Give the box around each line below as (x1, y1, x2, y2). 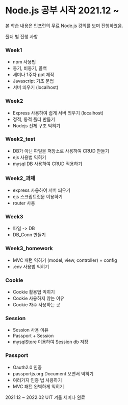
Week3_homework (5, 245, 53, 252)
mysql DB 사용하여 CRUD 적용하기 (12, 161, 83, 167)
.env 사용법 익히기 (12, 263, 49, 269)
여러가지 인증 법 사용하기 (12, 377, 62, 383)
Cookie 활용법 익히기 (12, 289, 55, 295)
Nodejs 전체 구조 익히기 (12, 122, 61, 128)
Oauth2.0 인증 (12, 364, 42, 370)
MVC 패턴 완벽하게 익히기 (12, 383, 64, 389)
